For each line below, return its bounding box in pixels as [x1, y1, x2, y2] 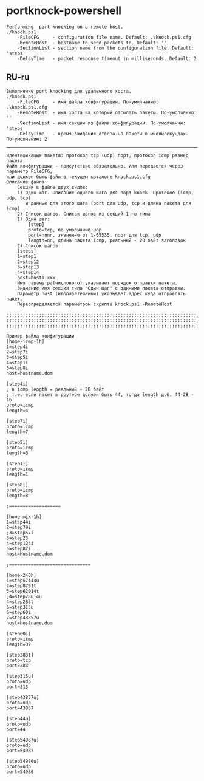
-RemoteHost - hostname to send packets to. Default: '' [17, 39, 167, 46]
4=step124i [6, 540, 34, 547]
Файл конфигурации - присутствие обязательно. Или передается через [6, 163, 183, 169]
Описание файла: [6, 179, 47, 185]
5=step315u [6, 604, 34, 610]
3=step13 [17, 264, 39, 270]
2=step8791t [6, 582, 36, 589]
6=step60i [6, 609, 32, 615]
